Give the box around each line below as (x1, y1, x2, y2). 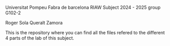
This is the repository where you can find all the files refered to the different (5, 30, 165, 35)
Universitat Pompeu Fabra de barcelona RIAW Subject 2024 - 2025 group (5, 5, 161, 10)
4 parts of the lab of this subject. (5, 35, 74, 41)
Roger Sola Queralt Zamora (5, 20, 63, 26)
